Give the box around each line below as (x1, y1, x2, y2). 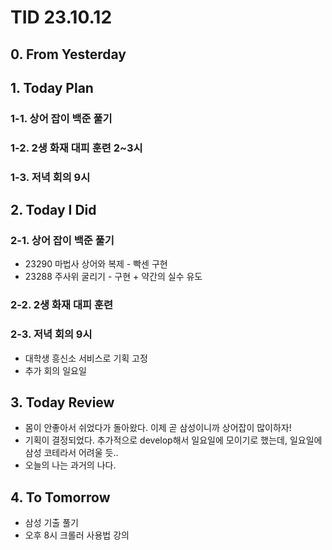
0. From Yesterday (10, 46, 127, 63)
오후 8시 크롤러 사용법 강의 (24, 529, 130, 541)
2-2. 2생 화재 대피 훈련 (10, 298, 114, 312)
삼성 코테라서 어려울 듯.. (24, 447, 119, 459)
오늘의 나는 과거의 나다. (24, 459, 117, 471)
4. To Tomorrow (10, 489, 111, 506)
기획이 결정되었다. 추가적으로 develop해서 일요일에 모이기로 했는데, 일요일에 (24, 434, 323, 446)
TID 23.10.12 (10, 6, 113, 29)
